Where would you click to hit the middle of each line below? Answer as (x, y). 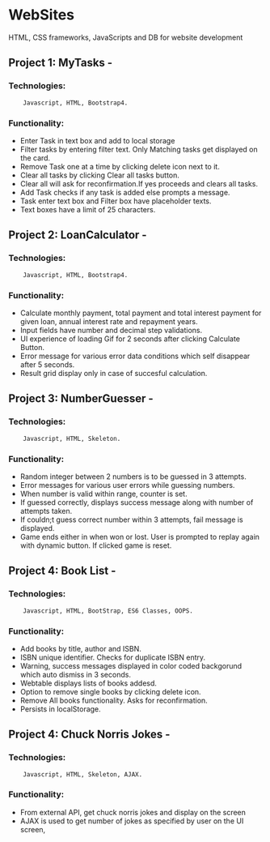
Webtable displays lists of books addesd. (89, 683)
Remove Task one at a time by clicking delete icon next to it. (120, 166)
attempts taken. (46, 511)
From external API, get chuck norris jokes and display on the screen (133, 812)
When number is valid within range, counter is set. (103, 494)
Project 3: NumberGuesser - (81, 399)
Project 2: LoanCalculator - (78, 235)
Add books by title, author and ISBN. (80, 648)
